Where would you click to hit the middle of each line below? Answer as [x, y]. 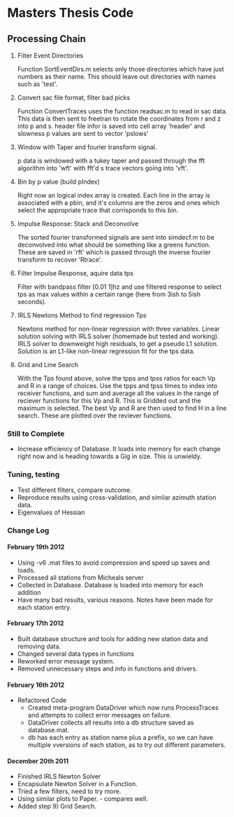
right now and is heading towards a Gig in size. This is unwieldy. [110, 456]
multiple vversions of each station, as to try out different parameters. [126, 745]
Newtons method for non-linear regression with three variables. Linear [118, 329]
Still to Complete [36, 434]
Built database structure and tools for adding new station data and [112, 638]
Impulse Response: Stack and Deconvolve [78, 224]
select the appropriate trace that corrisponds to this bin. [98, 210]
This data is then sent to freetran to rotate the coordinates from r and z [119, 118]
